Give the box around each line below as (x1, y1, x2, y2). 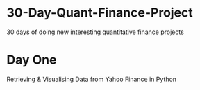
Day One (6, 52, 57, 68)
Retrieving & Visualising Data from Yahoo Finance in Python (6, 75, 177, 83)
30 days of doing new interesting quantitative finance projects (6, 28, 185, 36)
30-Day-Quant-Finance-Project (6, 5, 194, 21)
